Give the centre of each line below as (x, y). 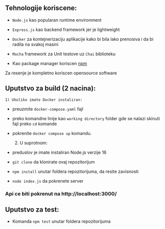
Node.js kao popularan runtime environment (57, 20)
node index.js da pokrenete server (48, 181)
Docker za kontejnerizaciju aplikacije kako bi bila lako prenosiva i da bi (83, 39)
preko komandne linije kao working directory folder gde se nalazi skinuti (86, 118)
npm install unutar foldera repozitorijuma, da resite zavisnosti (75, 171)
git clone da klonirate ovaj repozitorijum (53, 162)
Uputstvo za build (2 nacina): (50, 88)
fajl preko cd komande (34, 124)
